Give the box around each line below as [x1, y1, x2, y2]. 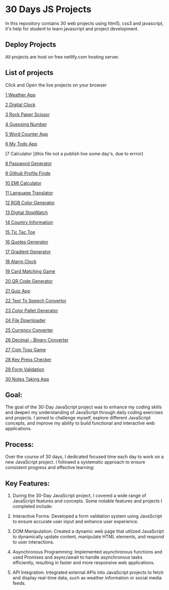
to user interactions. [12, 539, 54, 545]
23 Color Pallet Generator [5, 307, 59, 313]
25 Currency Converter [5, 327, 53, 333]
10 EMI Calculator [5, 180, 42, 186]
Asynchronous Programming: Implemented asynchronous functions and [12, 549, 162, 555]
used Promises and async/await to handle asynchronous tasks [12, 554, 143, 560]
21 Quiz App [5, 287, 31, 294]
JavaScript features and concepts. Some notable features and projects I [12, 498, 162, 504]
